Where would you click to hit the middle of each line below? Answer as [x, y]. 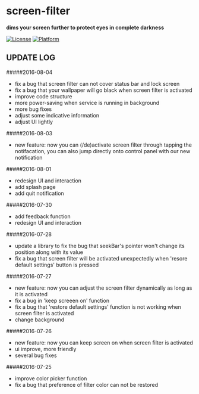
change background [39, 319]
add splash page [35, 187]
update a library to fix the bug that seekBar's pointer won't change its [100, 246]
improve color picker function [51, 378]
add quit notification [39, 193]
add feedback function [42, 216]
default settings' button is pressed [57, 265]
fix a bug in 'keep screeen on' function [62, 300]
